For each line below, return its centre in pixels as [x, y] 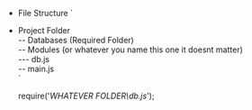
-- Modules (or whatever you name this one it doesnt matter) [130, 50]
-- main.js [36, 69]
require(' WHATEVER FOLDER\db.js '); [86, 96]
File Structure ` [45, 13]
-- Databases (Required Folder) [76, 40]
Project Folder [44, 30]
